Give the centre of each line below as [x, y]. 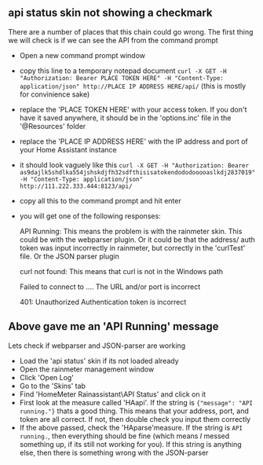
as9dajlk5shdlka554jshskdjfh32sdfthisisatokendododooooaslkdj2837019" [137, 172]
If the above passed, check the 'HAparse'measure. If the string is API [131, 427]
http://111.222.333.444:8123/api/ [76, 186]
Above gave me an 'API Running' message [113, 326]
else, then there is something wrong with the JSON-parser [114, 452]
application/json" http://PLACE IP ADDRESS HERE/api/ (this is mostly [133, 86]
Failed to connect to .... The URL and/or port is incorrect [110, 287]
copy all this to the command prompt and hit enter [100, 200]
